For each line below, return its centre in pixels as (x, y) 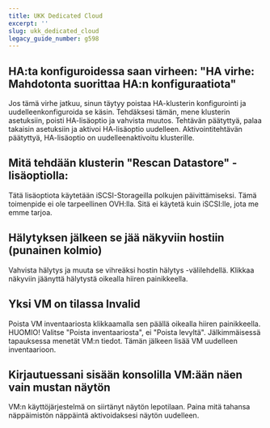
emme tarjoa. (30, 212)
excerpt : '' (28, 23)
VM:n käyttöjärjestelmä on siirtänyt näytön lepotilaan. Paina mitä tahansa (129, 407)
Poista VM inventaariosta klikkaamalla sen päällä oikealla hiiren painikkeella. (135, 324)
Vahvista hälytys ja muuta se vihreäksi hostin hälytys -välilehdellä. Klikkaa (131, 270)
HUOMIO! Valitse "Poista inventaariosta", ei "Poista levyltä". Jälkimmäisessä (135, 332)
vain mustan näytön (59, 387)
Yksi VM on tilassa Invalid (74, 304)
